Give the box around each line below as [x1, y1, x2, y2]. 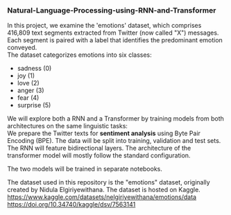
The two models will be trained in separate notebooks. [7, 165, 163, 173]
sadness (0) [17, 64, 52, 73]
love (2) [17, 79, 40, 87]
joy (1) [17, 71, 35, 80]
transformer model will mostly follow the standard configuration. [7, 151, 191, 160]
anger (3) [17, 86, 44, 95]
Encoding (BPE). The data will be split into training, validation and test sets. [7, 137, 221, 145]
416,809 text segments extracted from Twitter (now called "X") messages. [7, 28, 219, 37]
